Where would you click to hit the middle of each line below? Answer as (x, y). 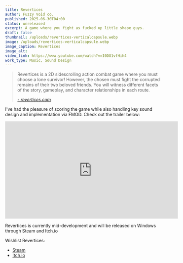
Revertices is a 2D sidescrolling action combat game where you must (87, 74)
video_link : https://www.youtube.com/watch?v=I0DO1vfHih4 (66, 56)
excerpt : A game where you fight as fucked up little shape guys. (75, 28)
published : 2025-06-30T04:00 (35, 19)
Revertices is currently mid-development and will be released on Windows (81, 226)
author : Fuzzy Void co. (30, 14)
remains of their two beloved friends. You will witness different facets (88, 85)
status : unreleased (25, 23)
